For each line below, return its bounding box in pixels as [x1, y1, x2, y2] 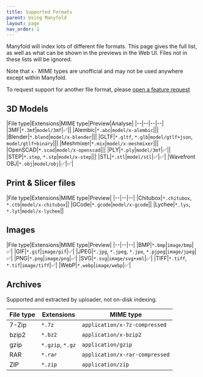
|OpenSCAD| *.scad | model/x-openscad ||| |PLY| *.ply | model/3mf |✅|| [6, 146, 171, 153]
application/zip [81, 361, 130, 368]
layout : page [6, 20, 40, 26]
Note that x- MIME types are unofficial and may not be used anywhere [6, 68, 183, 75]
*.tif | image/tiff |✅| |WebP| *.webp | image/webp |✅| [6, 261, 131, 269]
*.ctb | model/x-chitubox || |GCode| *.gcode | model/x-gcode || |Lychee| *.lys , [6, 200, 191, 208]
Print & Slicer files [6, 178, 76, 188]
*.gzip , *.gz [41, 340, 76, 349]
